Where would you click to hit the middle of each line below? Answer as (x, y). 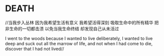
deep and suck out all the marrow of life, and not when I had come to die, (79, 43)
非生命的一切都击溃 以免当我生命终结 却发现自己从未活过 (62, 28)
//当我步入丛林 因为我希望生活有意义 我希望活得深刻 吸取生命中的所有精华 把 (82, 22)
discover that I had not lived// (35, 49)
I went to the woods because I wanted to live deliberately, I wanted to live (79, 38)
